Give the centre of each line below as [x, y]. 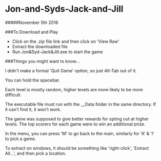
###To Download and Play [32, 32]
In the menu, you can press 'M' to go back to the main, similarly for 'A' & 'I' [80, 133]
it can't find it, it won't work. [33, 109]
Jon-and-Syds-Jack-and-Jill [64, 9]
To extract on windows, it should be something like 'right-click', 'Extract [77, 148]
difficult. [13, 95]
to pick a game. [21, 139]
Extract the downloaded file [40, 46]
